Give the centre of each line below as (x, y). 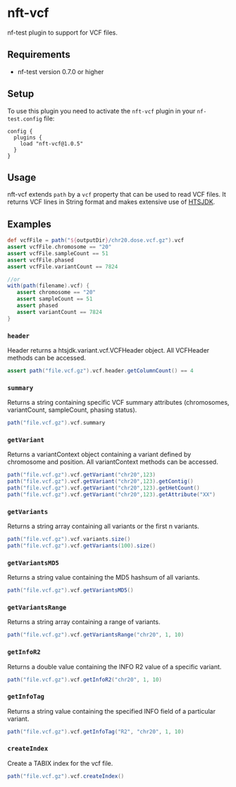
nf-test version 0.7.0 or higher (61, 71)
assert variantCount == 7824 (59, 312)
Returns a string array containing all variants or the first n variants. (103, 526)
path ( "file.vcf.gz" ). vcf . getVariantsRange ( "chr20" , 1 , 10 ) (96, 635)
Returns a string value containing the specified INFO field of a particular (112, 711)
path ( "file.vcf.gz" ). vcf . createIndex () (66, 776)
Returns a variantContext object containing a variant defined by (99, 454)
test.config (25, 119)
